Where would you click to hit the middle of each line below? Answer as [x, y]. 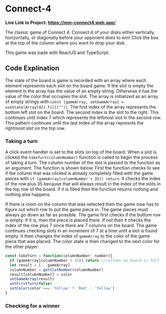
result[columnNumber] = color [41, 274]
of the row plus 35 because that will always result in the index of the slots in [83, 184]
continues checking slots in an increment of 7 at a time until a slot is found [81, 231]
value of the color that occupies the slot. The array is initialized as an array [82, 96]
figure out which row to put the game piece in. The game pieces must [77, 209]
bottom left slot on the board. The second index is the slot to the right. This [82, 112]
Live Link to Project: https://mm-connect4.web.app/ [61, 22]
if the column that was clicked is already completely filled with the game [79, 173]
